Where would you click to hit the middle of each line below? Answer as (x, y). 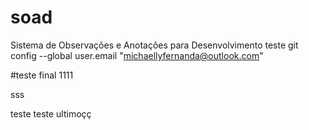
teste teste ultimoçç (51, 113)
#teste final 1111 (42, 75)
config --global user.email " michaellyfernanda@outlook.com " (137, 55)
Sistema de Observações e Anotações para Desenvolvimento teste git (154, 45)
